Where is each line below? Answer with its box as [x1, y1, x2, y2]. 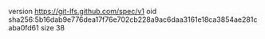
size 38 [40, 23, 65, 32]
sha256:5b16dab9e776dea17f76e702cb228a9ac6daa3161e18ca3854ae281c [8, 15, 258, 24]
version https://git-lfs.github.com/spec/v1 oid [8, 7, 157, 16]
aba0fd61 [8, 23, 39, 32]
